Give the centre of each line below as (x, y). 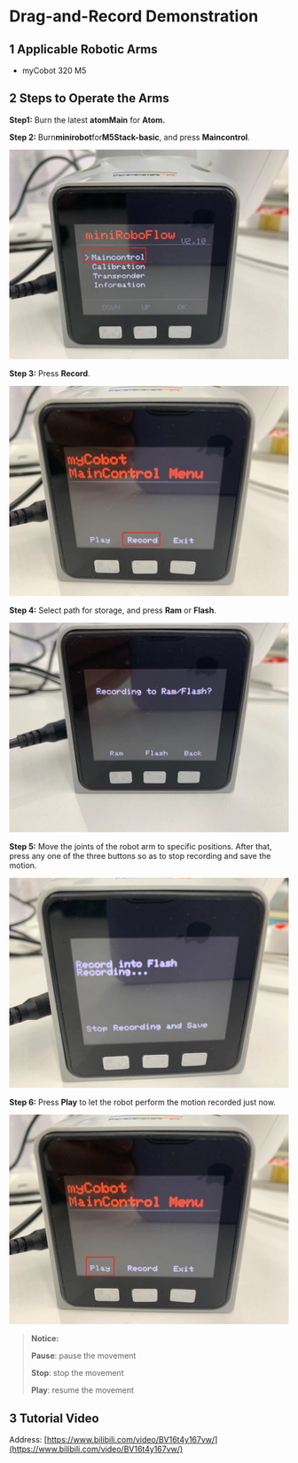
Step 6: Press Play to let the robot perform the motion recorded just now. (143, 1102)
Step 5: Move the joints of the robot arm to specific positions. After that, (141, 847)
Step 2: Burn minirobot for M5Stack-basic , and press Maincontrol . (129, 137)
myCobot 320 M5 (54, 70)
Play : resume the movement (82, 1390)
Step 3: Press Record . (50, 374)
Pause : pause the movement (83, 1356)
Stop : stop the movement (77, 1373)
